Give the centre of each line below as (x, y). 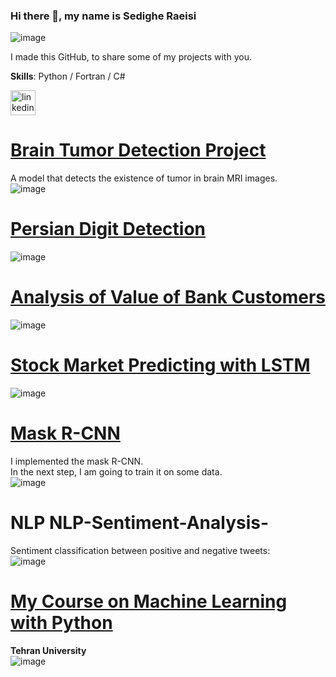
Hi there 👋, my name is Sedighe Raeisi (103, 16)
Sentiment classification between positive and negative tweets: (140, 550)
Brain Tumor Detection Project (138, 150)
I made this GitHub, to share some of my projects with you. (131, 57)
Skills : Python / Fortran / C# (68, 76)
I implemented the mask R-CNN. (77, 461)
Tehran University (48, 650)
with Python (61, 623)
